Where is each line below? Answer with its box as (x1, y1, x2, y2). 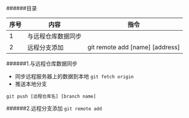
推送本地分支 (14, 80, 47, 87)
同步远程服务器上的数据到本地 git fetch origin (14, 73, 134, 79)
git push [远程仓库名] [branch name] (6, 93, 96, 99)
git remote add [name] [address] (87, 43, 181, 51)
